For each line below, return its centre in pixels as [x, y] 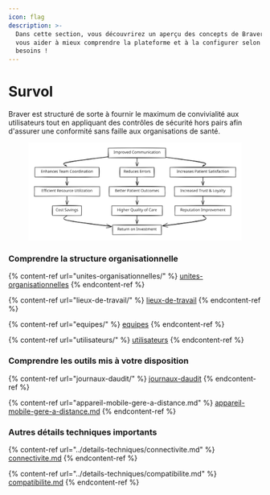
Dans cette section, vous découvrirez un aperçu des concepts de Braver [140, 34]
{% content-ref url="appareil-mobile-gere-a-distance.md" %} [111, 402]
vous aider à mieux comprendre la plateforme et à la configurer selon [138, 43]
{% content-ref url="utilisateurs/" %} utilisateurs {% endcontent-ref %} [126, 340]
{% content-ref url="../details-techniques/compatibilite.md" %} [112, 473]
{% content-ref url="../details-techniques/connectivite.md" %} [112, 449]
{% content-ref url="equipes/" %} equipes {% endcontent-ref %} [117, 324]
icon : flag [27, 17]
